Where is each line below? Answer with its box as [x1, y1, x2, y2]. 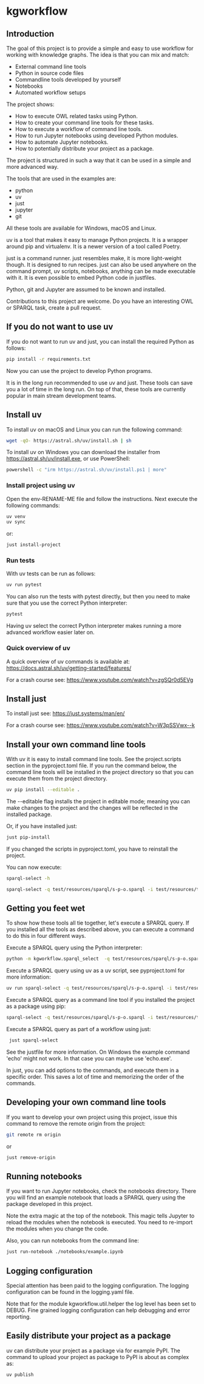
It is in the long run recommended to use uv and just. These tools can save [6, 379, 193, 386]
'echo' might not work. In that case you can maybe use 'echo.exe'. [6, 1054, 172, 1062]
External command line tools [15, 63, 87, 70]
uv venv [6, 513, 26, 519]
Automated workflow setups [15, 89, 86, 96]
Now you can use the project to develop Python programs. [6, 367, 153, 374]
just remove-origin [6, 1154, 56, 1160]
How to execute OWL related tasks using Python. [15, 113, 138, 119]
